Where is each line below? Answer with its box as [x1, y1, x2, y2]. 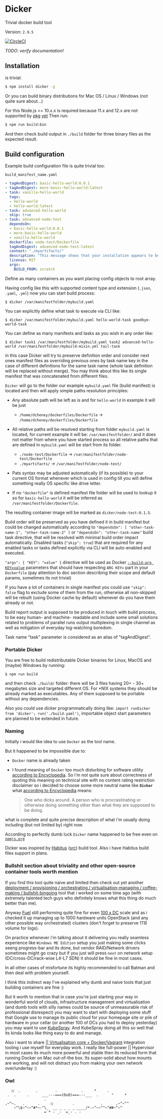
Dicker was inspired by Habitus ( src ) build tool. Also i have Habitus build [5, 845, 149, 851]
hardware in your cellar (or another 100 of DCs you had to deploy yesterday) [5, 1019, 158, 1025]
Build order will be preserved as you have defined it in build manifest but [5, 519, 150, 525]
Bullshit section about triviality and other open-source [5, 862, 136, 869]
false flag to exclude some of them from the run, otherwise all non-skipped [5, 589, 156, 595]
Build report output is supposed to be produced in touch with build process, [5, 609, 157, 615]
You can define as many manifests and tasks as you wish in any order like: [5, 330, 154, 336]
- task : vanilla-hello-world [5, 190, 64, 195]
